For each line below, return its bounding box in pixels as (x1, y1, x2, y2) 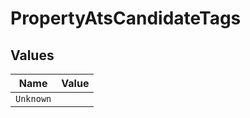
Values (10, 47, 55, 64)
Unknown (15, 93, 52, 104)
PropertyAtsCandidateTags (10, 7, 242, 30)
